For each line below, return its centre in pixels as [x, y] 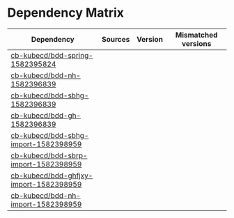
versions [196, 43]
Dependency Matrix [65, 13]
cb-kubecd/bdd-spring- [52, 55]
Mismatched [196, 35]
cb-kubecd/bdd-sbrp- [49, 155]
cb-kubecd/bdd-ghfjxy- [52, 176]
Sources [116, 39]
